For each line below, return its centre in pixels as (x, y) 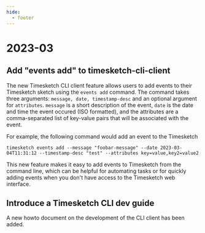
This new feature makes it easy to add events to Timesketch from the (94, 164)
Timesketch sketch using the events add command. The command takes (98, 92)
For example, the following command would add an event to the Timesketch (102, 136)
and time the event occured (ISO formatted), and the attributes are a (92, 112)
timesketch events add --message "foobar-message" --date (82, 148)
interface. (18, 184)
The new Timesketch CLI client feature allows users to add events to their (99, 85)
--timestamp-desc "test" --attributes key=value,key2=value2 (119, 153)
